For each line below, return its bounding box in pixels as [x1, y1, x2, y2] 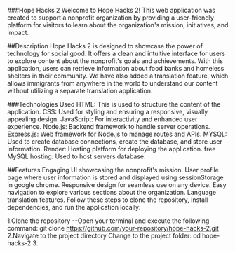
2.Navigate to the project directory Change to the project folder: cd [7, 231, 201, 240]
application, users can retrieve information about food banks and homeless [7, 64, 224, 72]
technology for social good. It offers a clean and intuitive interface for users [7, 49, 226, 57]
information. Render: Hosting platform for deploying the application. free [7, 145, 216, 153]
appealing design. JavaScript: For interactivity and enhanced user [7, 115, 198, 123]
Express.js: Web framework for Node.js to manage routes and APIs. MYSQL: [7, 130, 227, 138]
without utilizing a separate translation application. [7, 87, 153, 95]
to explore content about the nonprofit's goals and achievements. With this [7, 57, 223, 65]
